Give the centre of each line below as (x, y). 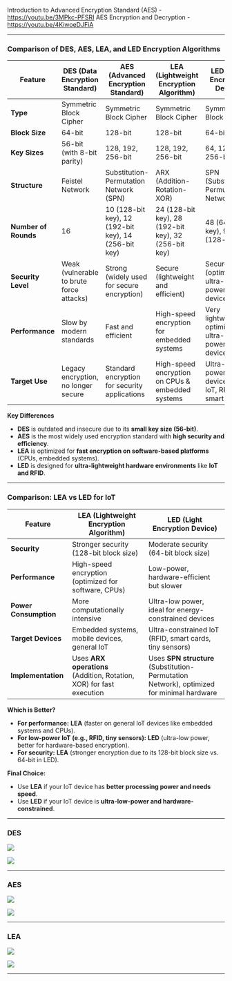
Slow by (74, 322)
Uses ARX (89, 658)
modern (74, 331)
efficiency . (33, 444)
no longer (77, 386)
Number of (29, 227)
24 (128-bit (175, 210)
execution (88, 692)
